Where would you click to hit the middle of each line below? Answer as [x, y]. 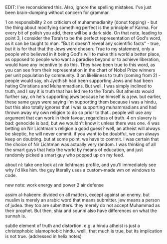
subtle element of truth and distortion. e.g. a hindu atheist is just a [73, 225]
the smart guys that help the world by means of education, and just [74, 150]
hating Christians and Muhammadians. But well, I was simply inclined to [79, 86]
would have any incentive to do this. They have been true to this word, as [80, 65]
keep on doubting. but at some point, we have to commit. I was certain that [82, 139]
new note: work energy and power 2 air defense [54, 185]
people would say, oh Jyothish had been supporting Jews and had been [79, 80]
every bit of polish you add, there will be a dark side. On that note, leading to [84, 33]
